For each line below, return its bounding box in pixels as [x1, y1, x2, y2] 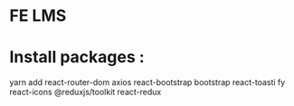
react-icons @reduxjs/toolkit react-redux [9, 87, 162, 98]
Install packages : [9, 47, 145, 68]
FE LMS [9, 5, 67, 26]
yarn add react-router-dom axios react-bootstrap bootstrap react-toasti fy [9, 77, 286, 88]
